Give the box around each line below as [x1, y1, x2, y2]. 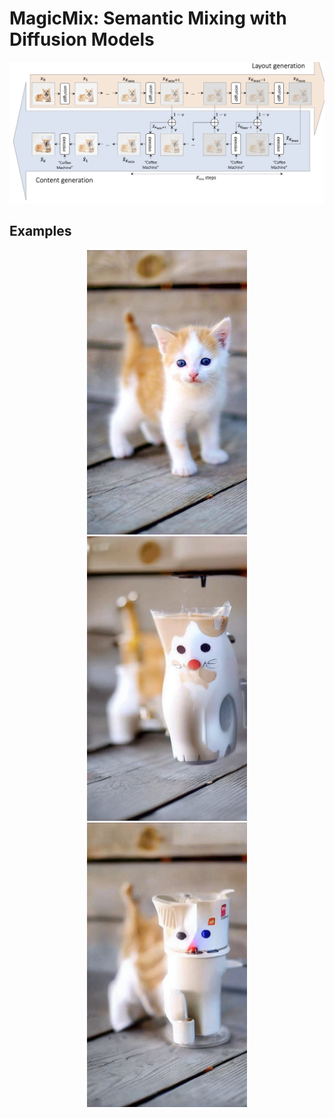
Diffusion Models [9, 28, 155, 51]
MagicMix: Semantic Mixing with [9, 7, 287, 30]
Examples [9, 223, 72, 240]
